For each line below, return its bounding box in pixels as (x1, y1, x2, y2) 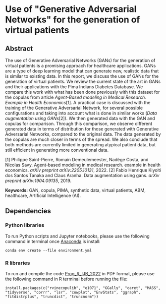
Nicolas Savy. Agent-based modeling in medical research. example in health (5, 162, 161, 168)
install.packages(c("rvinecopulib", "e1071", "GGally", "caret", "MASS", (5, 285, 161, 291)
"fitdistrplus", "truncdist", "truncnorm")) (5, 294, 99, 299)
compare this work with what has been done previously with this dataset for (5, 89, 160, 95)
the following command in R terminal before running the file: (5, 276, 128, 282)
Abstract (5, 44, 33, 53)
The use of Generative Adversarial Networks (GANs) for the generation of (5, 58, 156, 63)
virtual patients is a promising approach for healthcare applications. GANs (5, 63, 156, 68)
